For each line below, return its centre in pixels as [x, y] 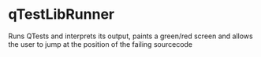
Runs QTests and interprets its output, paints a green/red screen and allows [131, 36]
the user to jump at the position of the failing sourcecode [101, 44]
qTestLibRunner [62, 14]
